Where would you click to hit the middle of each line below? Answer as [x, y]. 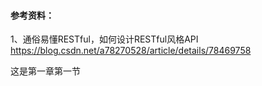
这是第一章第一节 [45, 71]
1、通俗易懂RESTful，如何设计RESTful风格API [104, 39]
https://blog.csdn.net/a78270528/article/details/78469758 [131, 51]
